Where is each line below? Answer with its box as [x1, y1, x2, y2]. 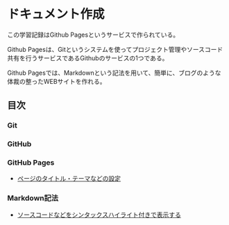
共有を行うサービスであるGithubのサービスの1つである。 [7, 53, 169, 62]
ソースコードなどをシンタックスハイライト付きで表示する [17, 210, 182, 219]
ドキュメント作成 [7, 6, 105, 22]
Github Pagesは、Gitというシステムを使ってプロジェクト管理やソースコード [7, 45, 223, 53]
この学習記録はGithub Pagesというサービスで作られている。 [7, 30, 180, 39]
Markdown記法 [7, 193, 59, 203]
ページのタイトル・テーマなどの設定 [17, 174, 121, 183]
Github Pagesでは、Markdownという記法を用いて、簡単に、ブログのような [7, 69, 221, 77]
